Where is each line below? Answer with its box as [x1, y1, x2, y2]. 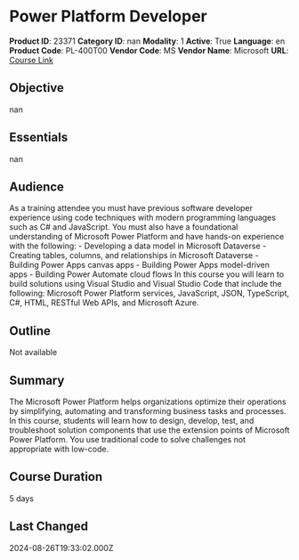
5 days [9, 492, 34, 504]
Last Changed [9, 519, 89, 534]
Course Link [9, 54, 53, 65]
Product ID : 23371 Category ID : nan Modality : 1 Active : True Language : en [9, 36, 286, 46]
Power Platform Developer [9, 6, 207, 27]
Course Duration [9, 469, 103, 484]
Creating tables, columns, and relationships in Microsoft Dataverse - [9, 250, 260, 261]
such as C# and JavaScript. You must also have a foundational [9, 222, 238, 232]
